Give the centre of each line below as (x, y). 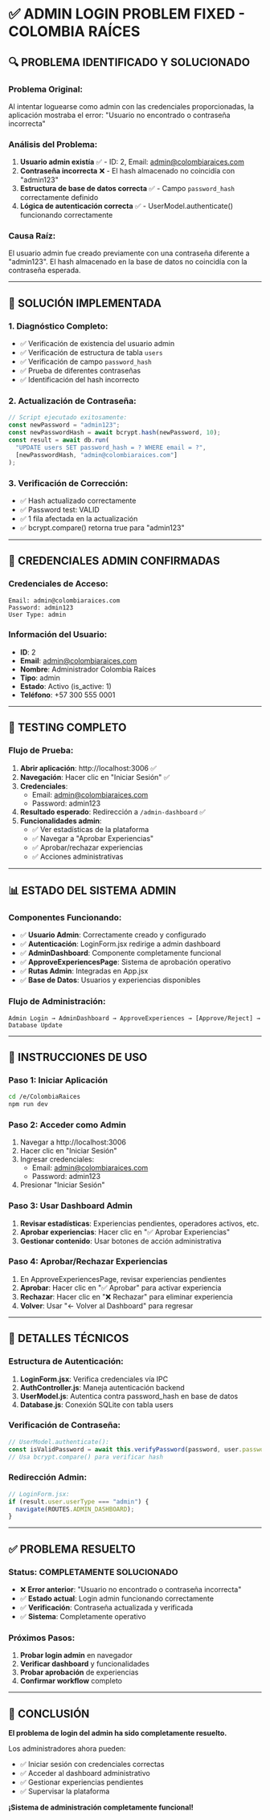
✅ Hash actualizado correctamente (78, 500)
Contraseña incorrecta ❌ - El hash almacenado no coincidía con (127, 171)
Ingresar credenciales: (57, 1159)
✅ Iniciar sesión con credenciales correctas (92, 1765)
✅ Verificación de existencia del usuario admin (97, 344)
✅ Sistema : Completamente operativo (83, 1616)
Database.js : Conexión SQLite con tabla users (97, 1404)
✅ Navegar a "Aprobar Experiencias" (93, 838)
